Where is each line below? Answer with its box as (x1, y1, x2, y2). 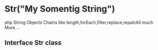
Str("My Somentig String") (4, 3, 116, 15)
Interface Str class (4, 39, 62, 47)
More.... (4, 24, 20, 30)
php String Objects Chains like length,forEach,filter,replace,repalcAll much (4, 19, 154, 25)
